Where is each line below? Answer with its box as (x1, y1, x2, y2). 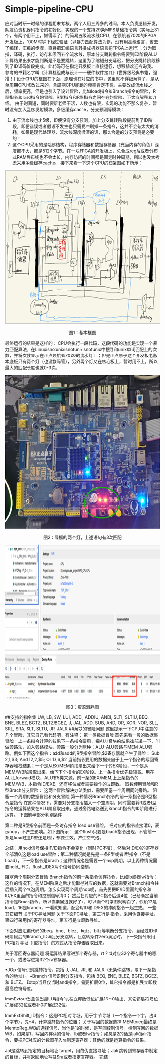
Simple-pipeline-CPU (5, 3, 94, 15)
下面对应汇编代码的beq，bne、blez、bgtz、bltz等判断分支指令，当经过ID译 (5, 927, 158, 934)
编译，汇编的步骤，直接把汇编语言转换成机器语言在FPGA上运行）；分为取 (9, 45, 156, 51)
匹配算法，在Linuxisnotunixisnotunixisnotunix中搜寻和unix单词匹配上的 (9, 346, 153, 352)
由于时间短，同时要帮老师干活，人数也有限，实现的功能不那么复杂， (14, 100, 153, 106)
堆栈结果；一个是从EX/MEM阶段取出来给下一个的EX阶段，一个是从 (13, 762, 149, 769)
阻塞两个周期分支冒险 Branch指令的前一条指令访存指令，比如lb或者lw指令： (5, 874, 158, 880)
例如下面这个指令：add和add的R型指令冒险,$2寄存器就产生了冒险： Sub (13, 750, 160, 756)
